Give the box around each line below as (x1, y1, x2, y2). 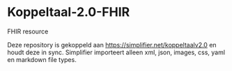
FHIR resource (7, 27, 49, 35)
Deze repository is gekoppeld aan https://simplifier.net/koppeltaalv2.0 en (7, 40, 217, 49)
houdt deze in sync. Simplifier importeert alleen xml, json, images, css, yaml (7, 48, 225, 56)
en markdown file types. (7, 55, 77, 63)
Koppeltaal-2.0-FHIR (7, 4, 130, 20)
